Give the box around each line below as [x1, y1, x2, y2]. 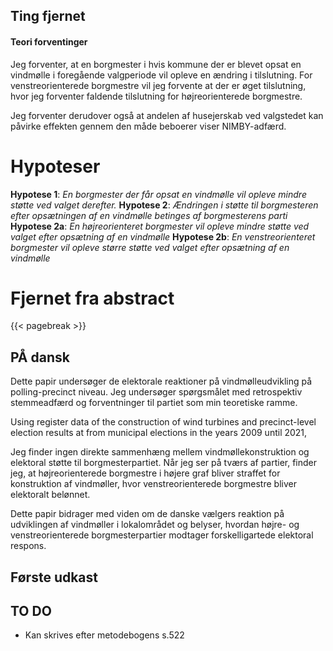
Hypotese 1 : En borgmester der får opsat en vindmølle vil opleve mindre [10, 188, 307, 200]
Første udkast [10, 569, 99, 586]
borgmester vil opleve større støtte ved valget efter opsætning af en [10, 241, 290, 253]
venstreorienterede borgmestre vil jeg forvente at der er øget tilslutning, [10, 79, 307, 91]
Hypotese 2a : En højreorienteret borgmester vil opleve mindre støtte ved [10, 220, 310, 232]
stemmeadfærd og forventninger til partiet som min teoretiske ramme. [10, 397, 298, 409]
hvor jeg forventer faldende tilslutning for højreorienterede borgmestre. [10, 90, 303, 102]
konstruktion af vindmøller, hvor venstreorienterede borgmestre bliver [10, 478, 297, 490]
